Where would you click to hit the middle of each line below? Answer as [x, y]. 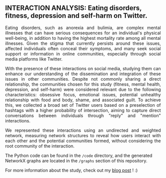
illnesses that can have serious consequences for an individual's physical [83, 33]
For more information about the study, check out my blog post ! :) [71, 170]
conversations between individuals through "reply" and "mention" [83, 116]
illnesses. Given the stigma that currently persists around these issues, [83, 43]
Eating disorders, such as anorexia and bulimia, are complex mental [83, 28]
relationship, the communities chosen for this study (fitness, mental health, [83, 84]
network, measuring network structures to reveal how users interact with [83, 135]
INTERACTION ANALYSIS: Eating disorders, [73, 8]
